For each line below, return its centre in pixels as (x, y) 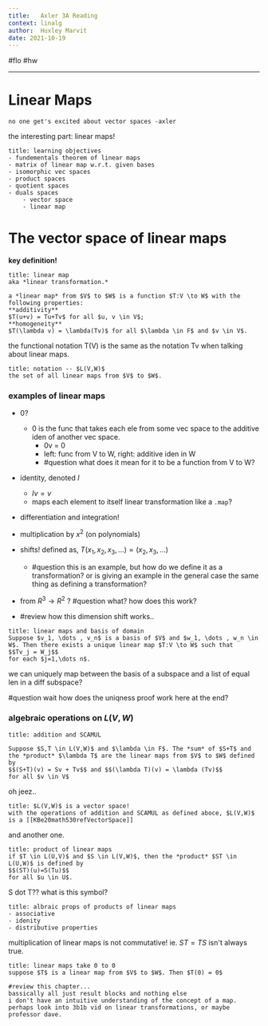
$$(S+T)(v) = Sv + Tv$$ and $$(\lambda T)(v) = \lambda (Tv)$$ (116, 769)
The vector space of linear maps (118, 238)
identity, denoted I (49, 478)
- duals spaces (33, 193)
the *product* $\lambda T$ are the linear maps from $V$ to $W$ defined (132, 756)
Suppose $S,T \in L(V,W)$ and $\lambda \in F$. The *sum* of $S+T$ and (130, 748)
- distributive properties (53, 927)
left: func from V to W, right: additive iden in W (120, 454)
